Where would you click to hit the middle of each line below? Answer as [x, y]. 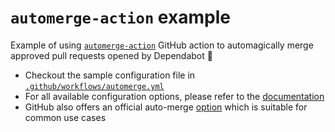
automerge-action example [120, 17]
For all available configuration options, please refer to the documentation [174, 96]
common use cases [65, 117]
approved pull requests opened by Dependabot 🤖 [111, 55]
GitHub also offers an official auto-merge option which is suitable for [166, 107]
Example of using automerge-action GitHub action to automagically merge [162, 45]
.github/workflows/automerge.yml [94, 86]
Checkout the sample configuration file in [110, 75]
